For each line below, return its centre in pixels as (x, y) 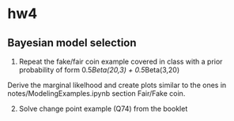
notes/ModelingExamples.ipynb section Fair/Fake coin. (96, 93)
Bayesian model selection (72, 43)
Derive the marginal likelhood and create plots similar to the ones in (117, 85)
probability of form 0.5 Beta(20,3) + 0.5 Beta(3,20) (99, 70)
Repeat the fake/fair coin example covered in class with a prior (121, 61)
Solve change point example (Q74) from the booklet (103, 108)
